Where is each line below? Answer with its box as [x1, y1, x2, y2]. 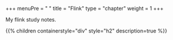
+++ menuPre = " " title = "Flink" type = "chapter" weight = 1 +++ [5, 5, 164, 12]
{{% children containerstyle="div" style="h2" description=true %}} [5, 27, 168, 34]
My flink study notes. [5, 16, 56, 23]
